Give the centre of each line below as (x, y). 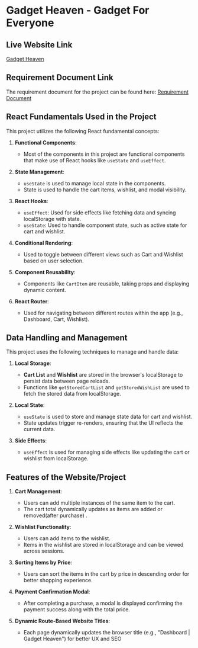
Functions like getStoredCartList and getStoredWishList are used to (107, 387)
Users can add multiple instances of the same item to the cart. (99, 503)
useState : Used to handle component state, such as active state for (105, 225)
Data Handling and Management (67, 338)
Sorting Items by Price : (43, 563)
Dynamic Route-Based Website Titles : (62, 621)
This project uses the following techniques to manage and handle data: (92, 352)
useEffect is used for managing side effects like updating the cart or (107, 452)
